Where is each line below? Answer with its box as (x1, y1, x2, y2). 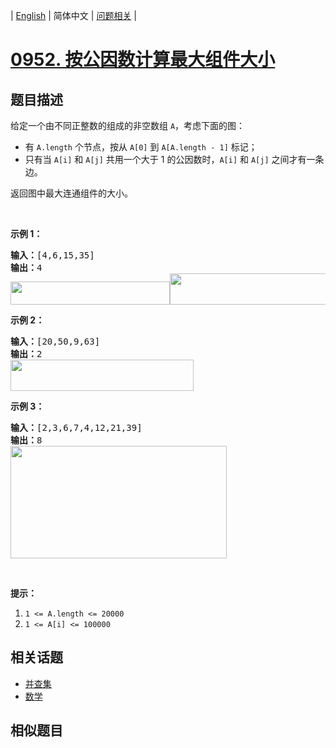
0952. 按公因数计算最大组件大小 (10, 49, 276, 71)
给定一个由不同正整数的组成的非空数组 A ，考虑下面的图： (10, 120, 246, 131)
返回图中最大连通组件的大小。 (10, 187, 133, 199)
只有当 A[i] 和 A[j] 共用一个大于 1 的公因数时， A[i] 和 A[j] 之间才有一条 (24, 154, 325, 165)
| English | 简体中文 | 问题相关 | (10, 10, 137, 21)
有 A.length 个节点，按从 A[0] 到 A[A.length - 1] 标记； (24, 141, 258, 153)
